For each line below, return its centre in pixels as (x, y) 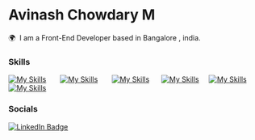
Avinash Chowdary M (82, 15)
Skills (19, 62)
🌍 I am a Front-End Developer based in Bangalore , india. (105, 37)
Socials (23, 109)
